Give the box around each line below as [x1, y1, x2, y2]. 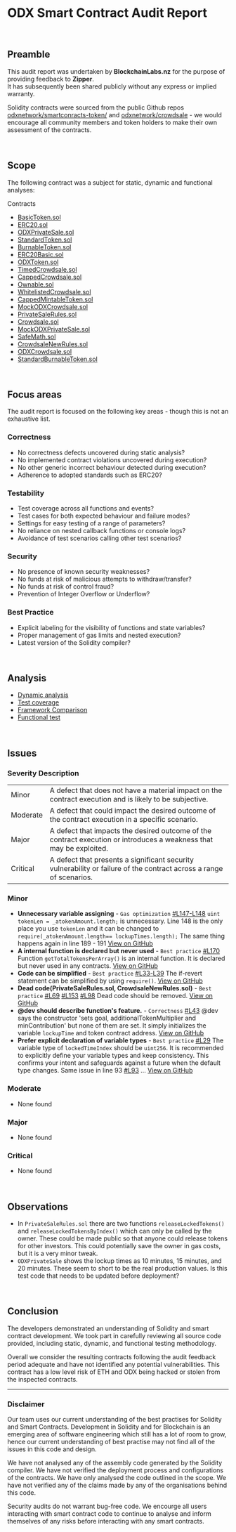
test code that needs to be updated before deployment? [17, 1271, 180, 1280]
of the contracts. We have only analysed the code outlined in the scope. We [7, 1474, 227, 1482]
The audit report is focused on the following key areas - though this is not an [7, 407, 229, 416]
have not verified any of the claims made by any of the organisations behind [7, 1481, 228, 1490]
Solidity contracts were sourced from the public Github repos [7, 103, 185, 112]
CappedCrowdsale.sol [17, 273, 82, 281]
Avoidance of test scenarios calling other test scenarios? [17, 534, 182, 542]
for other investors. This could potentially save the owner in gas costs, [17, 1242, 221, 1250]
